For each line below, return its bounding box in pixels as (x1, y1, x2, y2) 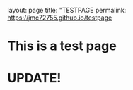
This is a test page (7, 38, 117, 54)
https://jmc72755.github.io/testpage (7, 13, 112, 22)
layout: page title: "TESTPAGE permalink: (7, 6, 127, 14)
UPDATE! (7, 70, 62, 86)
